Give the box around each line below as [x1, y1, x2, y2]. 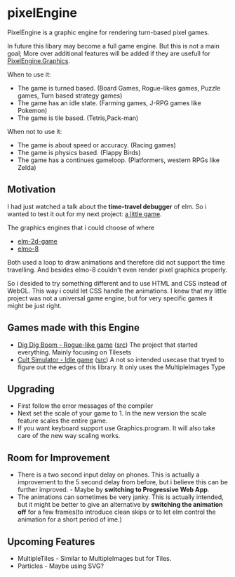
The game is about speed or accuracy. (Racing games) [17, 140, 177, 149]
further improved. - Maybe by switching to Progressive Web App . [17, 486, 210, 494]
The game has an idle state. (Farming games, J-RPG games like [17, 98, 201, 107]
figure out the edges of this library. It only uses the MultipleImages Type [17, 363, 226, 371]
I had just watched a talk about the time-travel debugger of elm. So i [7, 202, 207, 211]
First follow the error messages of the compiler [17, 402, 154, 410]
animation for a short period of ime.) [17, 515, 123, 524]
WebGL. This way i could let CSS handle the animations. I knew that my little [7, 286, 227, 295]
